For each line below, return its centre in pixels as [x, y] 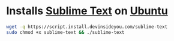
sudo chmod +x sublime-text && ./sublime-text [65, 32]
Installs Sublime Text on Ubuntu [87, 11]
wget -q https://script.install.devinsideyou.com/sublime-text [87, 27]
